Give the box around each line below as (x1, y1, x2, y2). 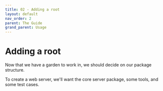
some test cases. (5, 82, 39, 88)
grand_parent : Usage (5, 25, 47, 30)
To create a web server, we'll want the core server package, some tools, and (5, 76, 159, 82)
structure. (5, 67, 25, 73)
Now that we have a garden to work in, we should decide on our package (5, 62, 152, 68)
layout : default (5, 12, 38, 16)
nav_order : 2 (5, 16, 32, 21)
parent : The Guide (5, 20, 42, 26)
